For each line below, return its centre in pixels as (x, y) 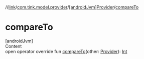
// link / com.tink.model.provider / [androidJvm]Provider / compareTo (72, 7)
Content (14, 46)
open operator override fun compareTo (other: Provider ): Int (66, 51)
